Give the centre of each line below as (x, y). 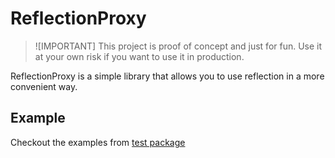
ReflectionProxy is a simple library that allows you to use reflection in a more (167, 76)
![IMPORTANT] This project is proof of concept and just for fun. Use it (178, 46)
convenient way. (44, 86)
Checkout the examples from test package (98, 142)
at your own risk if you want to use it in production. (139, 56)
